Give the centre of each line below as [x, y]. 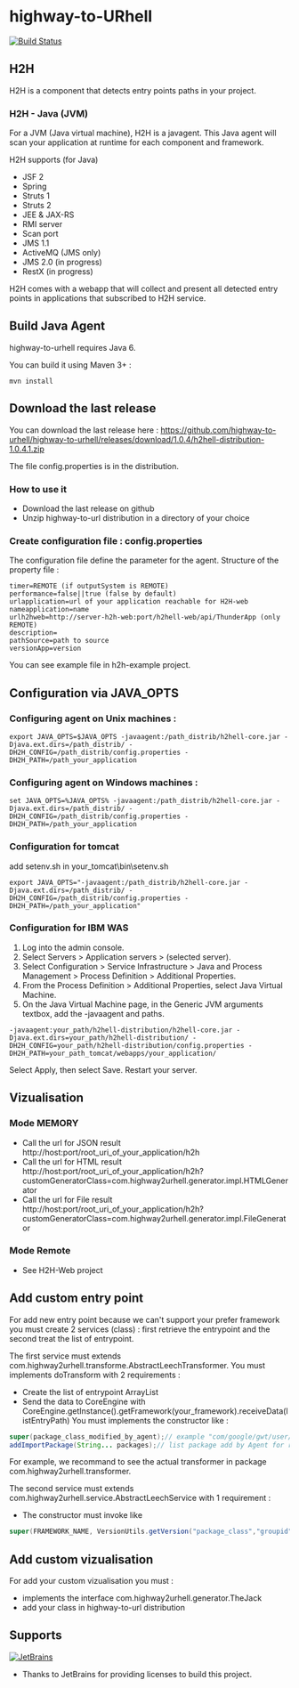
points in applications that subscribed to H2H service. [108, 298]
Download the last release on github [88, 508]
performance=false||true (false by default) [93, 594]
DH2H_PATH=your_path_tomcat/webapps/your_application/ [113, 1053]
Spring [34, 187]
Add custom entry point [77, 1298]
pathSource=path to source [59, 641]
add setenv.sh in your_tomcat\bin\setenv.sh [89, 866]
